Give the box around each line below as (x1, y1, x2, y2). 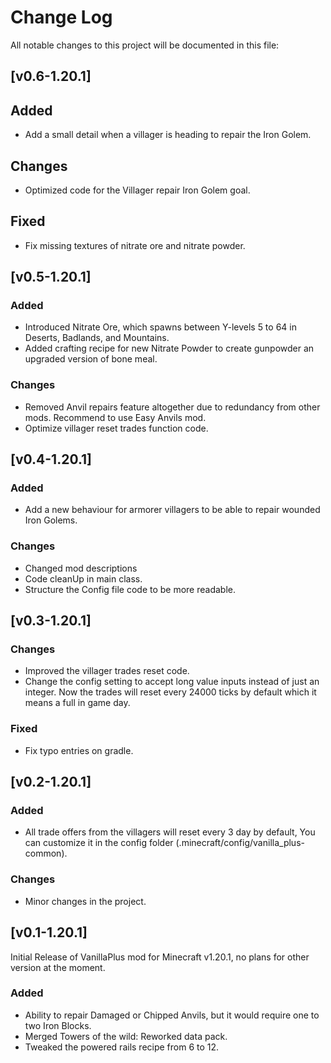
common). (24, 847, 68, 860)
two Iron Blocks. (24, 1019, 92, 1031)
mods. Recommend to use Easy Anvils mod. (24, 411, 207, 423)
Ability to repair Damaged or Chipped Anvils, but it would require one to (24, 1009, 320, 1021)
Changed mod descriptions (24, 562, 138, 574)
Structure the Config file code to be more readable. (24, 583, 237, 595)
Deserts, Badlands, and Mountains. (24, 332, 170, 344)
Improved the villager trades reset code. (24, 665, 190, 677)
